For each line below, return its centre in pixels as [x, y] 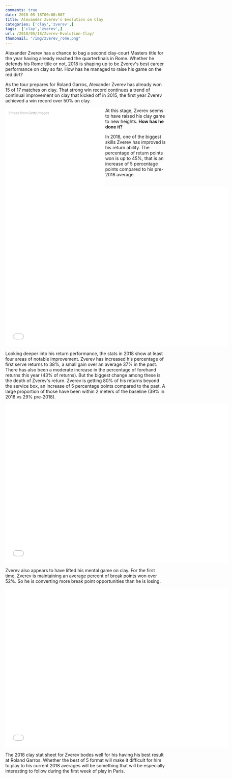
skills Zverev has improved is [135, 142]
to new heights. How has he [135, 121]
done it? [114, 127]
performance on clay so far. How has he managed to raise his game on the [83, 69]
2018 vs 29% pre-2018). [31, 397]
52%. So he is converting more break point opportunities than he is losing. [83, 581]
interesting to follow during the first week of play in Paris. [65, 771]
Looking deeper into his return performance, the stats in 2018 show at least [84, 353]
